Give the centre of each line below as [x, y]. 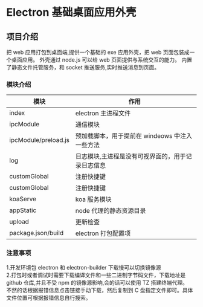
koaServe [23, 199]
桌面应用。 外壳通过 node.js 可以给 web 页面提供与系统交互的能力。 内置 [101, 60]
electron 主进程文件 [103, 114]
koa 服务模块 [93, 199]
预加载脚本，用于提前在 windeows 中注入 [134, 136]
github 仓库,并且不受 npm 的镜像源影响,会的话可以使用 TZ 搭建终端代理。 [97, 282]
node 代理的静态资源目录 [111, 211]
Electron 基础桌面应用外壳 [71, 12]
